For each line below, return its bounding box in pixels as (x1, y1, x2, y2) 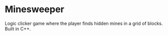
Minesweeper (5, 4, 64, 15)
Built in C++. (5, 25, 31, 31)
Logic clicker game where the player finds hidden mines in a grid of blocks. (5, 20, 163, 26)
